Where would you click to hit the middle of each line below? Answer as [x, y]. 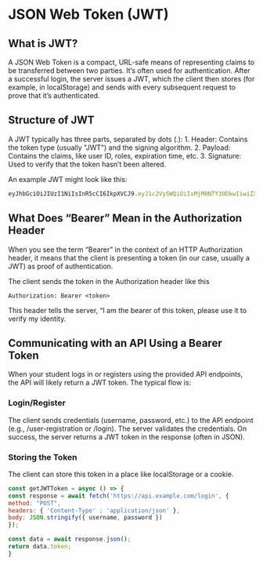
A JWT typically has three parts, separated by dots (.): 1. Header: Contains [128, 139]
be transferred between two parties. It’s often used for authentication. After [129, 71]
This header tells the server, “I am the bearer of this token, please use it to [128, 310]
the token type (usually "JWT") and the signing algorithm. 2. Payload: [119, 148]
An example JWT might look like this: [68, 179]
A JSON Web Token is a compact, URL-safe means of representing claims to [131, 62]
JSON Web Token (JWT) [89, 15]
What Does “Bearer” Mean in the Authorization [125, 219]
